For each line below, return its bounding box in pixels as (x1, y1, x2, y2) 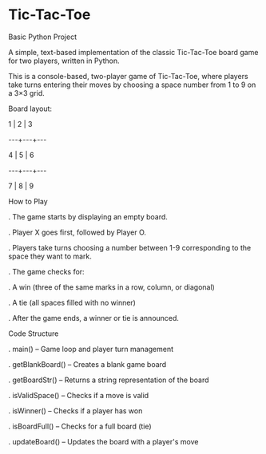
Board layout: (8, 104, 53, 113)
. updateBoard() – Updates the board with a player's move (8, 436, 199, 446)
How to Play (8, 196, 48, 206)
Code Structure (8, 329, 59, 338)
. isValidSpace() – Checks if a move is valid (8, 390, 149, 400)
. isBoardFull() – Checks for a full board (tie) (8, 421, 152, 431)
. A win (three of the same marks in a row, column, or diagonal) (8, 282, 216, 292)
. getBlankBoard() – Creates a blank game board (8, 359, 167, 369)
